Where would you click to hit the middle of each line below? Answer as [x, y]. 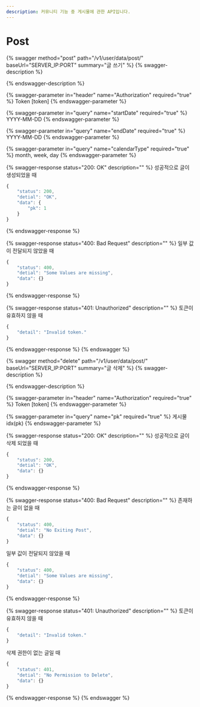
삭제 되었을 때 [22, 443]
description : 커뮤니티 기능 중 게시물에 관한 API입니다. [68, 12]
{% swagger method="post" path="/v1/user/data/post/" [75, 58]
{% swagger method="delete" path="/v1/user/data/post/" [77, 361]
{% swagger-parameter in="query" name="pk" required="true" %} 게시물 [96, 417]
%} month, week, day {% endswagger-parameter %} [71, 155]
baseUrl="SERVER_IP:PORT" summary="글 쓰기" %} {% [75, 65]
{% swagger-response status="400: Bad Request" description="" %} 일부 [97, 243]
